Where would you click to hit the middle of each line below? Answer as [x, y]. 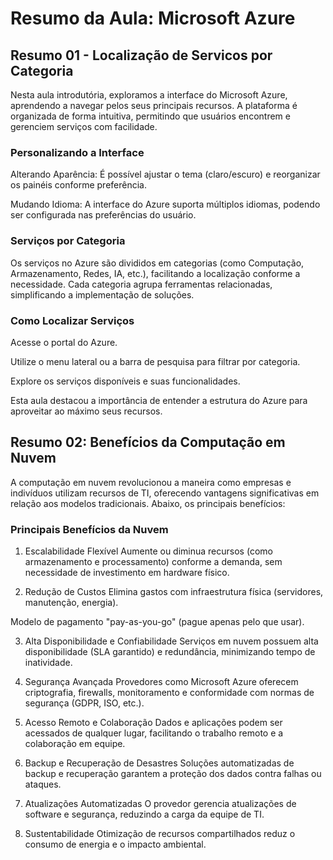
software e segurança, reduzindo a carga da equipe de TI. [144, 814]
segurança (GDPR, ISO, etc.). [84, 703]
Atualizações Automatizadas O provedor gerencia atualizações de [160, 803]
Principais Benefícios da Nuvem [89, 529]
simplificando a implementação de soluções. [102, 294]
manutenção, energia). [71, 602]
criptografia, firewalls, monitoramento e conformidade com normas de [169, 692]
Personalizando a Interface [77, 152]
